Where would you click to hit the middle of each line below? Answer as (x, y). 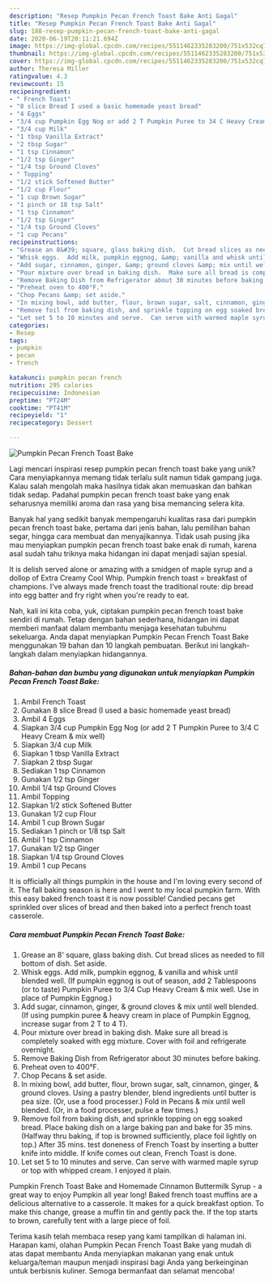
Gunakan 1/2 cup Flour (59, 813)
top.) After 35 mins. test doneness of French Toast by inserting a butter (139, 1144)
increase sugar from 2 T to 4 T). (74, 1023)
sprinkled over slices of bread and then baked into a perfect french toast (130, 907)
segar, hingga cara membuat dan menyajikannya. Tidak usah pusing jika (130, 536)
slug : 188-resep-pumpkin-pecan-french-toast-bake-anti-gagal (115, 31)
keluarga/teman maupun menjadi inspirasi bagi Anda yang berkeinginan (129, 1262)
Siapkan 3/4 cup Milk (56, 744)
